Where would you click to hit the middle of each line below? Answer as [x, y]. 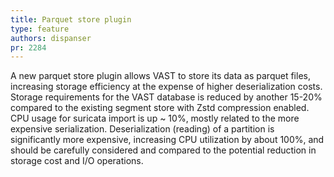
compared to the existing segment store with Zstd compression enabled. [160, 108]
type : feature [40, 29]
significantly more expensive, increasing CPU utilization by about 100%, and [167, 140]
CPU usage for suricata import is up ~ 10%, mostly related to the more [155, 118]
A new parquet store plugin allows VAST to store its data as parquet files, [160, 76]
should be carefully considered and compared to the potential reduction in [163, 150]
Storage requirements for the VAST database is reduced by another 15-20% [166, 97]
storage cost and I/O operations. [77, 161]
